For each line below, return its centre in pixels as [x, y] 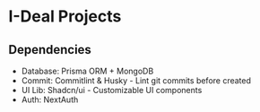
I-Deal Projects [65, 17]
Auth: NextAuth [50, 99]
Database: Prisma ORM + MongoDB [87, 71]
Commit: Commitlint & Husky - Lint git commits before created [136, 81]
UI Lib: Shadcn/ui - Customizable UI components [112, 90]
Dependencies [50, 50]
